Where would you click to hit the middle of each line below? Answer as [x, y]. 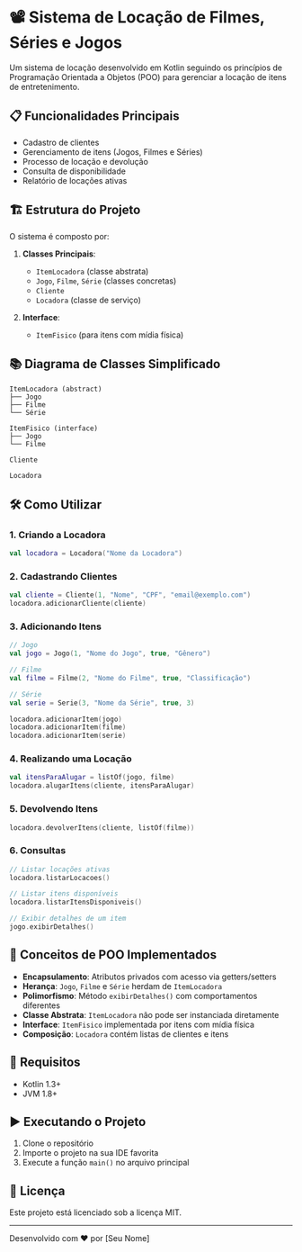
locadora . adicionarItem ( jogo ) [66, 719]
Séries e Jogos [66, 43]
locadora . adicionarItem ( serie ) [68, 736]
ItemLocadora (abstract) [56, 389]
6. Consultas [38, 851]
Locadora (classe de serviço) [89, 300]
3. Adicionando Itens [55, 626]
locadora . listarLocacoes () [60, 878]
